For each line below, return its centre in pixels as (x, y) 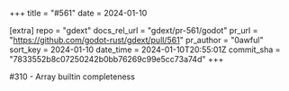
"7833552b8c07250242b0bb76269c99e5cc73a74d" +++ (117, 59)
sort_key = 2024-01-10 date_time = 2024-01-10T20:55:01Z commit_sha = (145, 50)
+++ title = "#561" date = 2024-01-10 (78, 13)
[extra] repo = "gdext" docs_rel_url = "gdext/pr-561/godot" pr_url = (134, 30)
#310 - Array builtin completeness (72, 77)
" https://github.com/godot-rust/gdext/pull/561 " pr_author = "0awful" (136, 40)
